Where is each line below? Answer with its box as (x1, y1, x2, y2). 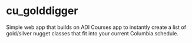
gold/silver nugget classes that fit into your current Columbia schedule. (6, 29, 178, 37)
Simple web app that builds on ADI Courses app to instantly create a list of (6, 24, 187, 31)
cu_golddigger (6, 4, 78, 18)
